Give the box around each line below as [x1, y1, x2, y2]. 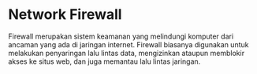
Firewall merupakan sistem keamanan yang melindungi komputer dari [8, 31, 234, 41]
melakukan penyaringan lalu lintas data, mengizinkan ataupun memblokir [8, 48, 245, 57]
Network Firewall [8, 6, 122, 24]
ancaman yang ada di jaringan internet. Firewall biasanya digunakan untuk [8, 39, 249, 49]
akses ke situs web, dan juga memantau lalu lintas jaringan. [8, 57, 201, 66]
